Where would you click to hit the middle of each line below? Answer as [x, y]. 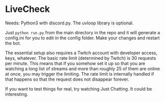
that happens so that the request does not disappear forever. [67, 79]
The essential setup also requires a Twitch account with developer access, [81, 53]
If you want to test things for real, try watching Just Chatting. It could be [79, 89]
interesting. [17, 94]
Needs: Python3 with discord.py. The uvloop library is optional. [69, 23]
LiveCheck [27, 9]
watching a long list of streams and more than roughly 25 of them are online [82, 69]
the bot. [13, 43]
